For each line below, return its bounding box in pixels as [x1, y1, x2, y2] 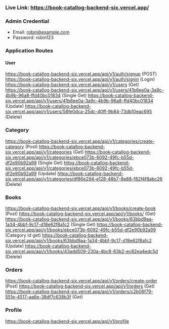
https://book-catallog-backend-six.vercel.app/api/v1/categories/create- [5, 138, 155, 144]
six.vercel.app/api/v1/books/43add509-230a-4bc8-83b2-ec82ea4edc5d [5, 248, 158, 254]
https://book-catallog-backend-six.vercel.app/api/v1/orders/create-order [5, 278, 158, 284]
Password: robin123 [12, 34, 54, 40]
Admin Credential [5, 17, 50, 24]
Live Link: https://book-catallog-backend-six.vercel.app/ [5, 4, 149, 11]
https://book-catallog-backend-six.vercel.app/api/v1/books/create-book [5, 205, 156, 211]
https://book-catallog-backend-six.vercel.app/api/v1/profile [5, 318, 129, 324]
